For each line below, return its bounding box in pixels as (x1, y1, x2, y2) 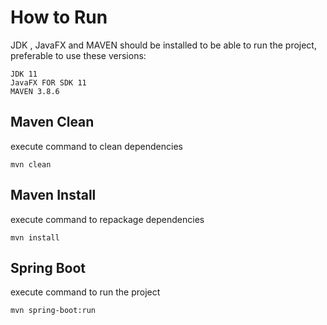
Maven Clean (10, 114, 95, 131)
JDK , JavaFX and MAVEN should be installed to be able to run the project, (10, 39, 317, 51)
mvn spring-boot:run (10, 306, 97, 316)
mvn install (10, 232, 60, 243)
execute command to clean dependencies (10, 140, 183, 152)
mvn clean (10, 159, 52, 170)
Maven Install (10, 187, 97, 204)
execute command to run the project (10, 286, 161, 298)
